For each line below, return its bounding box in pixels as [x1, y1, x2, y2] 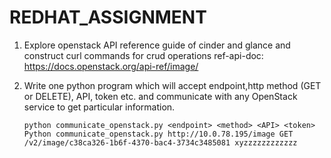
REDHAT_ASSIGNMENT [9, 6, 207, 29]
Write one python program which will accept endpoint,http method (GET [23, 79, 322, 91]
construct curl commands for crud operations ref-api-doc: [23, 49, 264, 61]
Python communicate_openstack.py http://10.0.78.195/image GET [23, 129, 294, 139]
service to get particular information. [23, 101, 176, 113]
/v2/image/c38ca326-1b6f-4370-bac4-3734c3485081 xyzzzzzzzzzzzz [23, 137, 298, 148]
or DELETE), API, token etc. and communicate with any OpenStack [23, 90, 298, 102]
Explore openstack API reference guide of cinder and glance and [23, 39, 291, 51]
